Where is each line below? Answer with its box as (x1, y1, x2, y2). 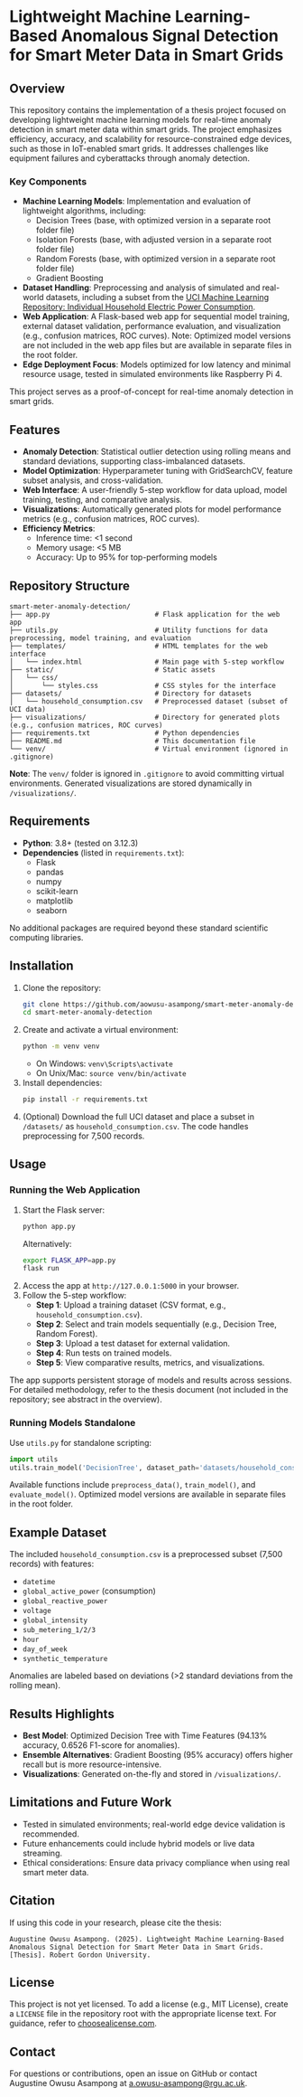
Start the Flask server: (22, 1204, 106, 1215)
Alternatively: (22, 1238, 72, 1249)
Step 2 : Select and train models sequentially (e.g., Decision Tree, (35, 1318, 278, 1330)
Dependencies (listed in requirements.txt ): (22, 847, 185, 858)
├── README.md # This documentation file (9, 736, 256, 745)
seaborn (35, 904, 68, 915)
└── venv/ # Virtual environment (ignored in (9, 744, 289, 753)
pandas (35, 866, 65, 877)
